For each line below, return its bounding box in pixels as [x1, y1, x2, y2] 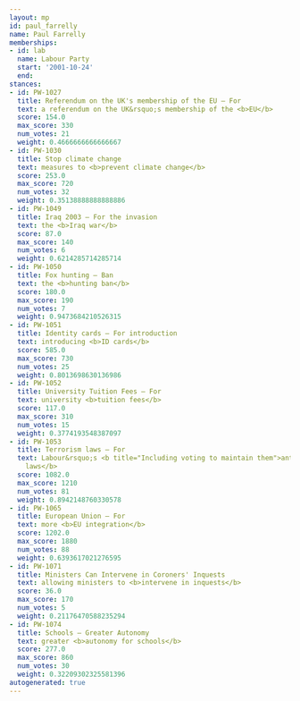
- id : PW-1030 [9, 146, 62, 155]
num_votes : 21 [17, 130, 70, 139]
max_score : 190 [17, 296, 74, 305]
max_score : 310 [17, 412, 74, 421]
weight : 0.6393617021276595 [17, 553, 122, 562]
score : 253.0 [17, 171, 66, 180]
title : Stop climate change [17, 154, 122, 164]
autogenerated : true [9, 678, 87, 687]
